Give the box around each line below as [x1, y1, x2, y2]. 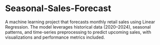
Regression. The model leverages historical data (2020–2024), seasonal [5, 24, 151, 30]
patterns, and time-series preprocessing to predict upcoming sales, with [5, 29, 151, 35]
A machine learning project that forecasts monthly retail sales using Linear [5, 19, 156, 25]
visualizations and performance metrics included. [5, 34, 105, 40]
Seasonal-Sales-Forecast [5, 3, 111, 14]
